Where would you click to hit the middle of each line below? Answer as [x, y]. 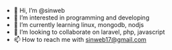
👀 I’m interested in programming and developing [81, 18]
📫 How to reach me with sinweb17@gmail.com [80, 40]
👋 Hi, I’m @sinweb [39, 10]
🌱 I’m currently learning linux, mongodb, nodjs [78, 25]
